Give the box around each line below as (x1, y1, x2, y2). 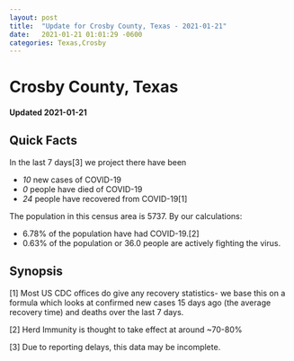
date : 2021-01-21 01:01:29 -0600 (9, 30, 143, 39)
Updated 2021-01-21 (9, 107, 87, 118)
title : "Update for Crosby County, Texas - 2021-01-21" (9, 22, 227, 31)
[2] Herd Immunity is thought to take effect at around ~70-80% (9, 324, 243, 335)
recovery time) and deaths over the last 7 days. (9, 306, 184, 317)
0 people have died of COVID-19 (22, 183, 143, 194)
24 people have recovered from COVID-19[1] (22, 193, 188, 204)
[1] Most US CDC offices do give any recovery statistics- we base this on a (9, 287, 286, 298)
